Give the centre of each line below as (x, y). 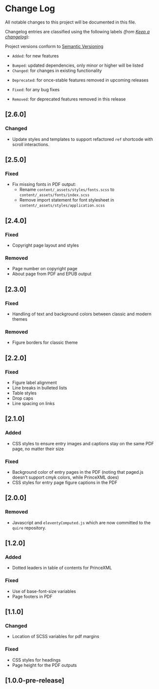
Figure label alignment (34, 383)
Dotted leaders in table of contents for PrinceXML (62, 568)
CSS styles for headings (36, 660)
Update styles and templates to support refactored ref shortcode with (82, 139)
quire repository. (29, 528)
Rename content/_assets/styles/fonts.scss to (67, 190)
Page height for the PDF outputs (44, 665)
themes (20, 319)
